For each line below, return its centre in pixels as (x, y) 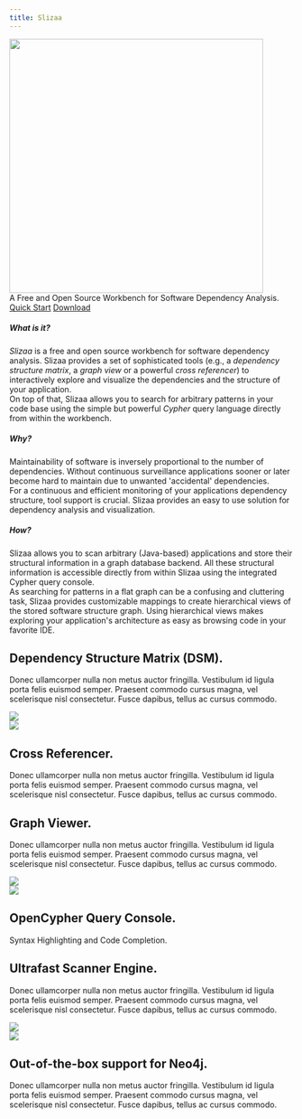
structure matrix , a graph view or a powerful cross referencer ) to (129, 370)
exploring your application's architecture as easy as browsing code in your (148, 620)
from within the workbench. (61, 418)
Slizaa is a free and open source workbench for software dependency (140, 351)
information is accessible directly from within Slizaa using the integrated (143, 572)
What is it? (30, 328)
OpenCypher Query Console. (93, 918)
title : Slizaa (36, 18)
